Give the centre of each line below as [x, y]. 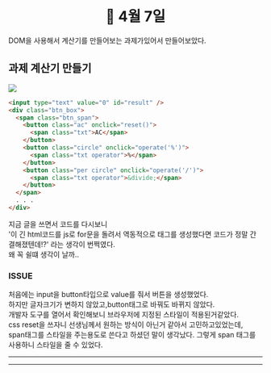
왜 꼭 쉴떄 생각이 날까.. [44, 254]
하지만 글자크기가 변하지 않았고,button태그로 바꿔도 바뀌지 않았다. [112, 304]
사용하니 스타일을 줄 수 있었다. [56, 345]
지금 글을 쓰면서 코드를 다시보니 [58, 224]
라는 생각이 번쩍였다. [83, 244]
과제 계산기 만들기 [50, 68]
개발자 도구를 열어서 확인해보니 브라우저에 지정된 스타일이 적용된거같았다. [124, 315]
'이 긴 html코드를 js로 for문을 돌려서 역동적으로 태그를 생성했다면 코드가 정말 [128, 234]
